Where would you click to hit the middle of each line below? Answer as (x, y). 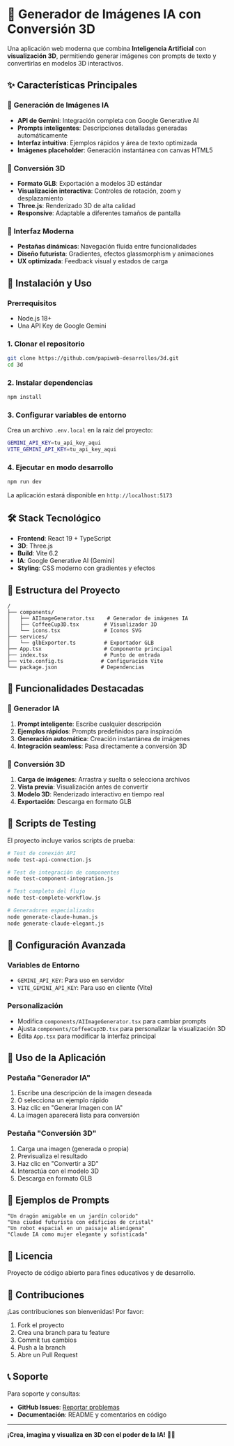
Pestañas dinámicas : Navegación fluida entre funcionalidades (107, 247)
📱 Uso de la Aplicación (57, 1058)
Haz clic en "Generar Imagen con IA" (70, 1108)
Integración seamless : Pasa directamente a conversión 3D (102, 746)
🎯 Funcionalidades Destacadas (76, 688)
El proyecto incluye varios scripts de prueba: (71, 840)
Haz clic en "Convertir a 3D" (58, 1163)
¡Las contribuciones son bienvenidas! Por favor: (76, 1312)
